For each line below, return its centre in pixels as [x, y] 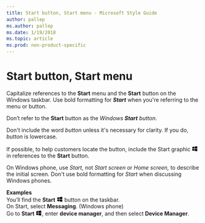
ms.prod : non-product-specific [46, 45]
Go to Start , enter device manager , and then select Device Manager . [98, 213]
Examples [19, 192]
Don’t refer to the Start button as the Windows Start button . [82, 118]
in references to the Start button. [48, 156]
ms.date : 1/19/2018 [31, 32]
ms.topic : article [30, 39]
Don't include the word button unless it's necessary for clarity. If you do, [97, 130]
